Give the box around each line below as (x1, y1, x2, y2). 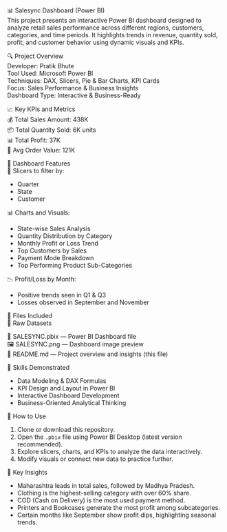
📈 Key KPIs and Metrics (7, 105, 76, 113)
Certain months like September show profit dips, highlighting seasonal (17, 511, 217, 519)
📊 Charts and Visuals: (7, 208, 70, 217)
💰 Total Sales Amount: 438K (7, 115, 89, 124)
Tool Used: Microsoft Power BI (7, 69, 94, 77)
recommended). (17, 440, 63, 448)
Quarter (17, 180, 40, 188)
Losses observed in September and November (17, 298, 150, 306)
